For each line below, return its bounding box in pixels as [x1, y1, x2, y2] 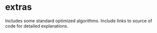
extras [5, 1, 32, 13]
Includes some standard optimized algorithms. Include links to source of [5, 18, 153, 24]
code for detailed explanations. [5, 23, 68, 29]
